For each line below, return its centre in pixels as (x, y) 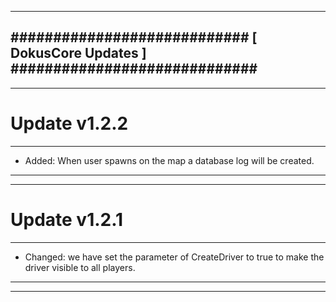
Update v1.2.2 (69, 123)
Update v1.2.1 (67, 219)
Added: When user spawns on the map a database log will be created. (169, 160)
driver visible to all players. (80, 267)
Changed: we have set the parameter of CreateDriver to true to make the (174, 257)
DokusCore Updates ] (78, 53)
